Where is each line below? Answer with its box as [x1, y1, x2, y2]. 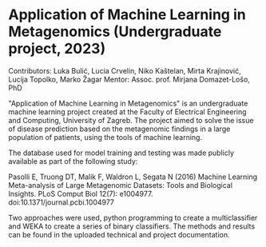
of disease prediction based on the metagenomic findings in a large [8, 124, 231, 133]
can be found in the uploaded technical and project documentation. [8, 229, 230, 239]
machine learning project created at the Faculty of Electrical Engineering [8, 106, 247, 117]
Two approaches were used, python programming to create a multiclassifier [8, 213, 258, 222]
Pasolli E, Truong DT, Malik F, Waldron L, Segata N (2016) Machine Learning [8, 172, 258, 181]
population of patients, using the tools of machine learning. [8, 132, 202, 141]
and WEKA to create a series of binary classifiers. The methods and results [8, 221, 256, 231]
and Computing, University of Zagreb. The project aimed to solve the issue [8, 115, 254, 125]
